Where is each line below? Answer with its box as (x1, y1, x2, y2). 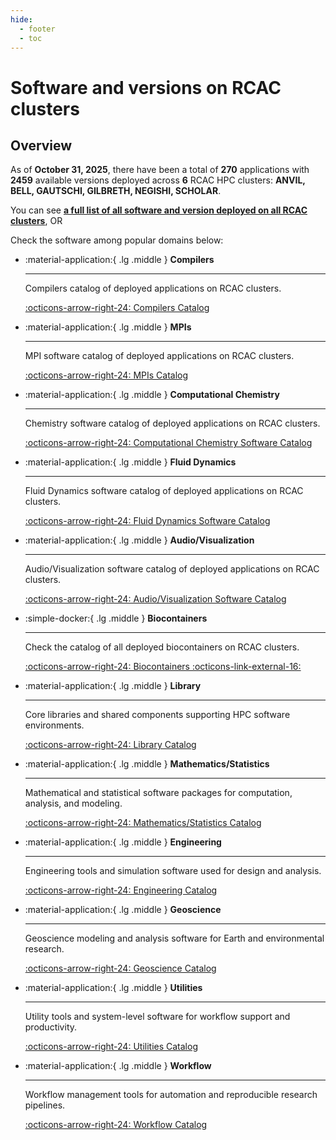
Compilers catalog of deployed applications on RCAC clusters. (24, 282, 282, 295)
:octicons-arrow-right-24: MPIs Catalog (24, 369, 189, 381)
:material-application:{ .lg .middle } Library (24, 680, 202, 692)
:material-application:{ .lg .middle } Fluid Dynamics (24, 456, 237, 468)
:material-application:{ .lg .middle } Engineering (24, 836, 222, 848)
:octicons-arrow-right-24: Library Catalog (24, 739, 197, 751)
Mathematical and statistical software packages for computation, (24, 787, 293, 799)
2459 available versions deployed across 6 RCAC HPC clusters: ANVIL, (10, 174, 306, 186)
